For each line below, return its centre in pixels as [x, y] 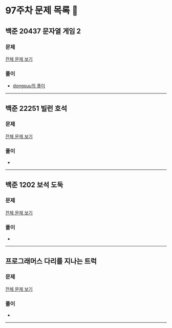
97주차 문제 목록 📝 [42, 11]
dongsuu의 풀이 [29, 86]
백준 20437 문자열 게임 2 [43, 31]
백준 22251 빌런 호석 [36, 108]
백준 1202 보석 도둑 [34, 185]
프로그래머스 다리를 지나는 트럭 [51, 261]
